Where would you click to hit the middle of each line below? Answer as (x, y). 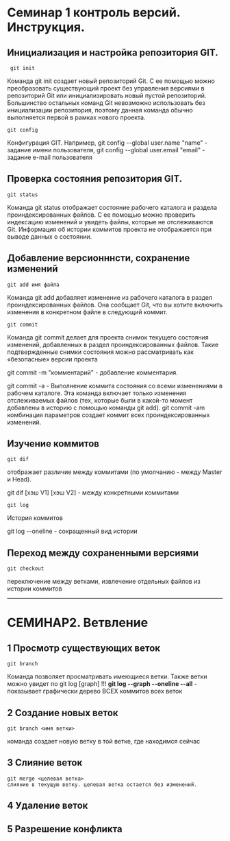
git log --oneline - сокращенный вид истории (73, 531)
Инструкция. (46, 27)
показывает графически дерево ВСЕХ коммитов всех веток (95, 691)
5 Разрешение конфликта (65, 829)
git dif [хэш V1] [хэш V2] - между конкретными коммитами (93, 493)
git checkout (26, 569)
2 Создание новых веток (63, 712)
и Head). (20, 479)
